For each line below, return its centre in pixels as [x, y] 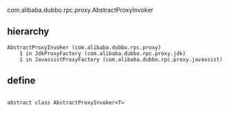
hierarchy [28, 31]
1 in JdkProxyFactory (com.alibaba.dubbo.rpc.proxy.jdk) [103, 53]
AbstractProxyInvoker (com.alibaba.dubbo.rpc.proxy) [84, 48]
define [21, 81]
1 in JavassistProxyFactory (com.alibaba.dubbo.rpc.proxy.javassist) [121, 59]
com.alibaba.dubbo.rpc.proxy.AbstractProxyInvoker [80, 10]
